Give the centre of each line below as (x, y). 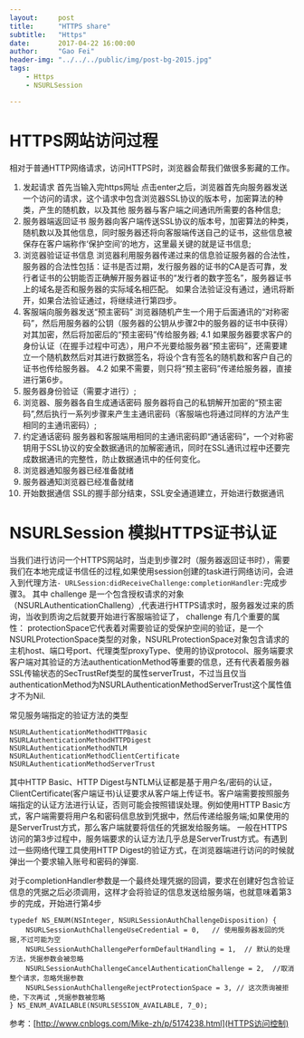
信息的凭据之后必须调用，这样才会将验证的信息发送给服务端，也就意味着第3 (151, 892)
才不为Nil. (28, 695)
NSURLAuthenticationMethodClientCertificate (95, 756)
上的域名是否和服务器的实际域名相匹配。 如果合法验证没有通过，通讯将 (154, 289)
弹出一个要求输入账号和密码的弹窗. (74, 861)
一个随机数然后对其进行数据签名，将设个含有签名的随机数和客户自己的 (161, 357)
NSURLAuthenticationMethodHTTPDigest (81, 740)
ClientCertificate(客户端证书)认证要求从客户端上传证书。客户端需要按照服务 (150, 793)
